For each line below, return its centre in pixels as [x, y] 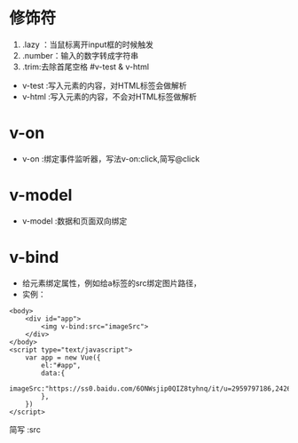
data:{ [53, 373]
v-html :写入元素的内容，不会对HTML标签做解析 [110, 96]
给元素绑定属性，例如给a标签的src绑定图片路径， [112, 283]
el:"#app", [61, 365]
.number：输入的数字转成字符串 [80, 55]
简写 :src [25, 429]
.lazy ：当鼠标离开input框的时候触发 [87, 44]
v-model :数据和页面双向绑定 [74, 221]
